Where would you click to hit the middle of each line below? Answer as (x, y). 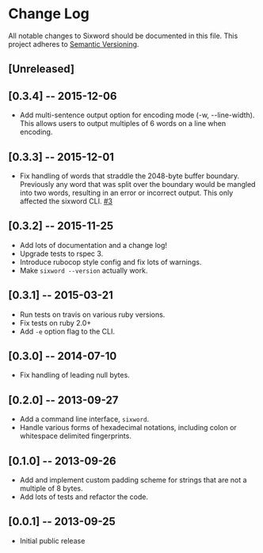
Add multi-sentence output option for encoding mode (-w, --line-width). (137, 115)
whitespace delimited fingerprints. (76, 436)
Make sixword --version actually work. (84, 270)
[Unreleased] (42, 69)
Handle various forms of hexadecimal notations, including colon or (128, 428)
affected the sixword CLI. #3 (66, 201)
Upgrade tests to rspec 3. (61, 254)
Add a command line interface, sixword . (84, 419)
